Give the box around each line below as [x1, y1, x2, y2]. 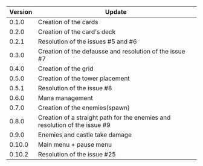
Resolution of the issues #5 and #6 [38, 37, 137, 46]
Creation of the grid [38, 64, 94, 73]
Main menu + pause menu [38, 141, 112, 149]
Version [9, 8, 33, 16]
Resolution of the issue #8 [38, 84, 112, 92]
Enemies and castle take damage [38, 131, 132, 139]
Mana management [38, 94, 93, 102]
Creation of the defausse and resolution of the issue [38, 48, 185, 55]
